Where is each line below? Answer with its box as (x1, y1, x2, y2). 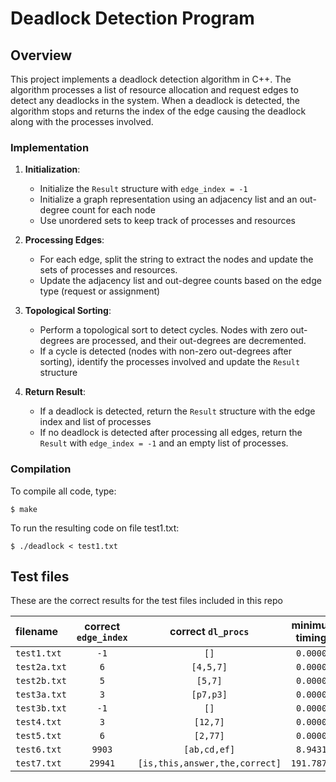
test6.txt (15, 744, 62, 756)
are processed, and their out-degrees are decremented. (76, 335, 307, 347)
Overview (10, 47, 73, 64)
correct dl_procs (169, 625, 250, 639)
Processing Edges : (24, 234, 105, 246)
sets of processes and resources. (39, 264, 178, 276)
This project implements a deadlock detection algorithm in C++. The (10, 73, 292, 85)
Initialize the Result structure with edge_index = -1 (39, 183, 248, 195)
